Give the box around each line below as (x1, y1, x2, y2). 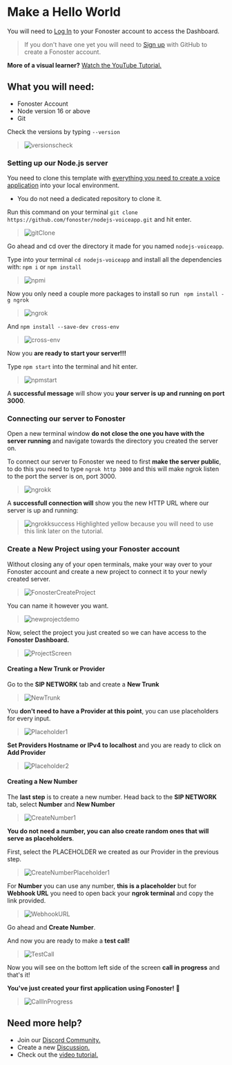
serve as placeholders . (7, 834, 75, 843)
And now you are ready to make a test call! (7, 937, 130, 945)
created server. (7, 575, 50, 583)
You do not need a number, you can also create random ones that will (7, 827, 209, 836)
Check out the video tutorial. (17, 1050, 99, 1059)
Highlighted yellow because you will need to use (76, 519, 214, 528)
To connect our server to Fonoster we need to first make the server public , (7, 457, 222, 466)
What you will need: (7, 81, 95, 93)
